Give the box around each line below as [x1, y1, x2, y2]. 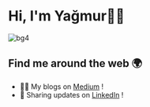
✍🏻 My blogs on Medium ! [19, 82, 104, 91]
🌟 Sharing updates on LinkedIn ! [19, 90, 124, 99]
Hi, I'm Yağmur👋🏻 [8, 7, 125, 25]
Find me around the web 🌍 [8, 57, 143, 70]
